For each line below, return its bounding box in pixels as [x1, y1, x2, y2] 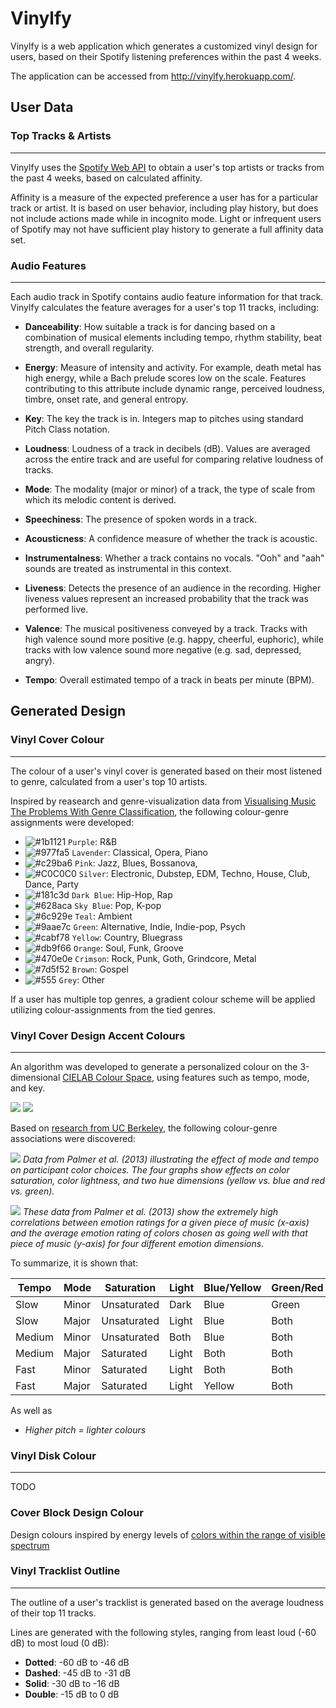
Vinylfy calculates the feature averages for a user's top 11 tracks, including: [10, 301, 320, 313]
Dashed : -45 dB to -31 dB [24, 1667, 132, 1679]
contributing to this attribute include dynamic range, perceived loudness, [24, 382, 325, 394]
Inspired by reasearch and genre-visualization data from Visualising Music [10, 795, 317, 807]
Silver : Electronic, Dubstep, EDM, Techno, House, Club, [78, 867, 311, 879]
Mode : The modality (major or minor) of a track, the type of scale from [24, 483, 316, 495]
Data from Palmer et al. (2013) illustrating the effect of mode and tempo [22, 1153, 320, 1165]
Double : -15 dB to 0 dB [24, 1688, 120, 1700]
